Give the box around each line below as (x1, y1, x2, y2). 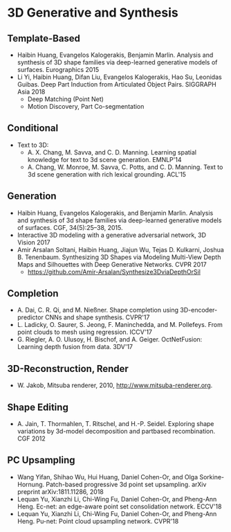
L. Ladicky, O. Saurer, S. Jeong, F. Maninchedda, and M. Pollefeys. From (17, 321, 223, 329)
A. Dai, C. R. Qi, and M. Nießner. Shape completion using (17, 306, 178, 314)
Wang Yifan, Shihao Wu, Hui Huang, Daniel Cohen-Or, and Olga (17, 472, 198, 481)
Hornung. (17, 480, 45, 488)
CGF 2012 (17, 434, 46, 443)
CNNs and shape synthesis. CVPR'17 (44, 313, 150, 321)
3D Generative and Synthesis (7, 5, 178, 21)
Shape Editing (7, 401, 69, 413)
